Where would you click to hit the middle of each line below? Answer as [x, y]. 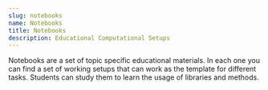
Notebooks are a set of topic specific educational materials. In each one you [134, 61]
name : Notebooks [35, 23]
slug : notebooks [35, 16]
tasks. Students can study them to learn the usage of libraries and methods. [134, 77]
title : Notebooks [37, 30]
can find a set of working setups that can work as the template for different [132, 69]
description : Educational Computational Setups [89, 38]
